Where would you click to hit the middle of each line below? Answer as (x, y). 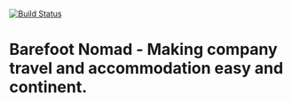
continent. (48, 87)
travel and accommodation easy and (146, 69)
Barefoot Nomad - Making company (143, 50)
